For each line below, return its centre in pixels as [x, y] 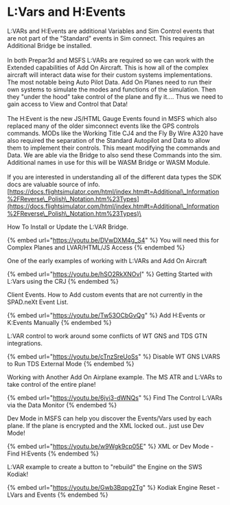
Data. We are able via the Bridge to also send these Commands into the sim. [115, 155]
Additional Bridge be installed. [50, 45]
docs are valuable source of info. [54, 184]
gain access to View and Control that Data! [68, 104]
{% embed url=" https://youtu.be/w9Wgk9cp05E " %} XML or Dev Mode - [111, 446]
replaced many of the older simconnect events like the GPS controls [103, 126]
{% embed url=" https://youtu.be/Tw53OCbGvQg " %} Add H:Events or [106, 315]
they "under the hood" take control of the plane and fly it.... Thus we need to [115, 96]
